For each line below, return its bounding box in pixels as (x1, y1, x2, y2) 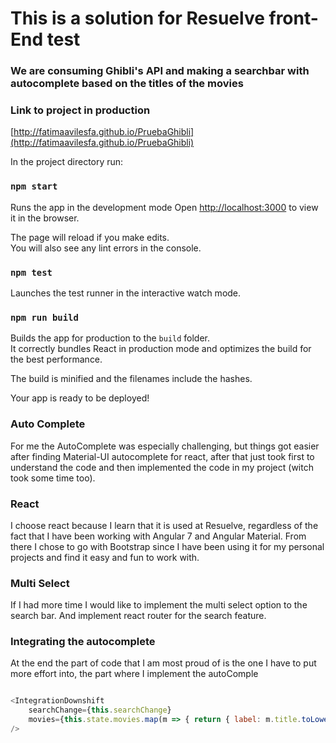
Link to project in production (10, 103, 151, 117)
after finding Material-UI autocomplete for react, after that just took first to (10, 450, 315, 462)
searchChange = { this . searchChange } (28, 705, 172, 716)
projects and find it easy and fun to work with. (10, 551, 200, 563)
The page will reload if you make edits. (10, 231, 170, 243)
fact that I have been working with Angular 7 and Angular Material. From (10, 530, 307, 542)
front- (268, 7, 319, 30)
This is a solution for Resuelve (10, 7, 265, 30)
